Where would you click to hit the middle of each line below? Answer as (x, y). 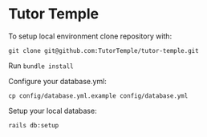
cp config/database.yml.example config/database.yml (98, 96)
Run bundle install (41, 66)
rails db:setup (34, 125)
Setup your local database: (53, 111)
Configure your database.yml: (57, 81)
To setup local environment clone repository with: (90, 36)
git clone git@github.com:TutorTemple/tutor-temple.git (103, 50)
